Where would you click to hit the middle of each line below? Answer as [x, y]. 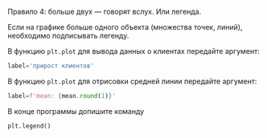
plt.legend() [29, 126]
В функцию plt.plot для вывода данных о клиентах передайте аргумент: [133, 51]
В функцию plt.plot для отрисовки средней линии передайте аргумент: [132, 81]
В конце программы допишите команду [76, 111]
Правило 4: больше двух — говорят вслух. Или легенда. [105, 12]
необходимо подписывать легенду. [68, 36]
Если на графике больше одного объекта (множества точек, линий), [125, 27]
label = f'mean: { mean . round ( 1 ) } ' [62, 95]
